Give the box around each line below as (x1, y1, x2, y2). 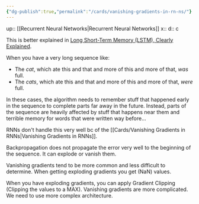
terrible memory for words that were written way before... (6, 115, 146, 122)
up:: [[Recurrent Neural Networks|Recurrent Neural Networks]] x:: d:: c (6, 25, 179, 32)
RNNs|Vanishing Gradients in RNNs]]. (6, 132, 98, 140)
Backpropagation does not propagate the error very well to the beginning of (6, 144, 191, 151)
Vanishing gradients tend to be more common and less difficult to (6, 161, 166, 169)
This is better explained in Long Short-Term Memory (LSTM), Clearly (6, 36, 174, 43)
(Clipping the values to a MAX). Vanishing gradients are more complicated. (6, 186, 188, 193)
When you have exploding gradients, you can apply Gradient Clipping (6, 179, 176, 186)
